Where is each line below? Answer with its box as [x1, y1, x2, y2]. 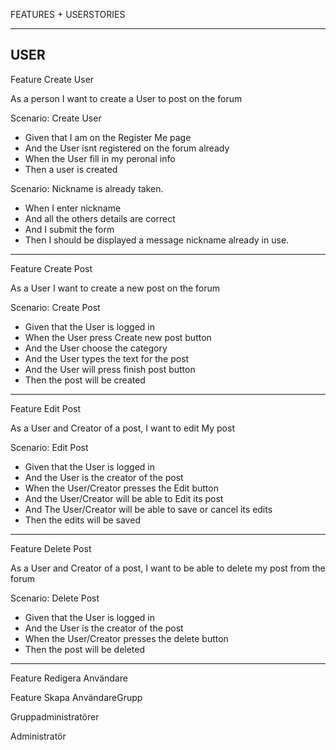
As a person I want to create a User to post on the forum [10, 92, 243, 104]
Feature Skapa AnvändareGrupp [10, 691, 143, 703]
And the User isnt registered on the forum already [24, 142, 230, 154]
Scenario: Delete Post [10, 592, 100, 604]
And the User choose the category [24, 342, 168, 354]
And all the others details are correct [24, 212, 176, 224]
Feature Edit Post [10, 402, 81, 414]
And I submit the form [24, 223, 115, 235]
